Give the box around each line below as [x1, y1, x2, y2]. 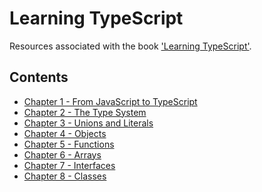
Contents [9, 69, 69, 86]
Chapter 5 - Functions [23, 138, 115, 150]
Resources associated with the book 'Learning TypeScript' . [9, 40, 252, 52]
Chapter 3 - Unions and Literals [23, 117, 154, 129]
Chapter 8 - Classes [23, 170, 107, 182]
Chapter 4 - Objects [23, 127, 107, 139]
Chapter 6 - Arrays [23, 148, 102, 161]
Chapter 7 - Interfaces [23, 159, 116, 171]
